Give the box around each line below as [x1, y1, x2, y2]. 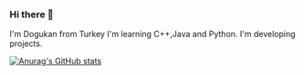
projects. [9, 38, 43, 49]
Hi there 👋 [9, 8, 55, 21]
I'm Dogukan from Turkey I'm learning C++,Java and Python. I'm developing [9, 29, 296, 40]
